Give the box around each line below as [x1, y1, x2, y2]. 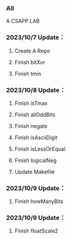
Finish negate [14, 122, 48, 129]
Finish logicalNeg [14, 156, 57, 163]
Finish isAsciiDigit [14, 134, 58, 141]
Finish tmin [14, 70, 42, 77]
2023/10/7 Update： [6, 34, 66, 42]
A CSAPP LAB [6, 18, 40, 25]
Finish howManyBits [14, 198, 63, 205]
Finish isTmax [14, 99, 48, 107]
